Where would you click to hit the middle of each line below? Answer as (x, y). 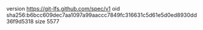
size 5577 (47, 21)
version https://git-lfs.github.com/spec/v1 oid (63, 9)
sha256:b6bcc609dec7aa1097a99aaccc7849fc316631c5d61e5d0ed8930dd (102, 15)
